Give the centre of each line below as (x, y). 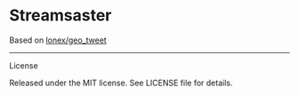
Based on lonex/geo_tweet (58, 40)
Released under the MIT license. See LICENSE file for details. (121, 83)
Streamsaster (61, 16)
